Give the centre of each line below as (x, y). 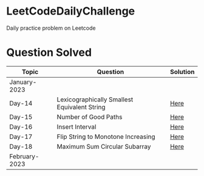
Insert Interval (76, 127)
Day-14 (21, 103)
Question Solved (49, 52)
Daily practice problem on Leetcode (51, 28)
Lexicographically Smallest (95, 100)
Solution (182, 72)
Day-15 (21, 117)
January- (23, 82)
